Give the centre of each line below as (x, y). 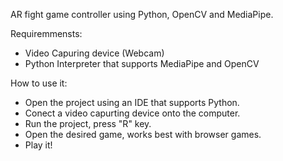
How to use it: (39, 83)
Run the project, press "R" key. (88, 123)
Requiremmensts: (46, 33)
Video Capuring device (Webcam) (94, 53)
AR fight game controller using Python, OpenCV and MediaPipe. (142, 14)
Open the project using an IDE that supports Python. (132, 102)
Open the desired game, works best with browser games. (143, 134)
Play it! (38, 145)
